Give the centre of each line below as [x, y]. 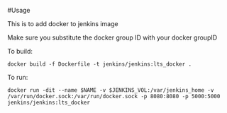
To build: [20, 51]
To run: [18, 77]
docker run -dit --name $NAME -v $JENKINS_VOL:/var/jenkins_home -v [111, 90]
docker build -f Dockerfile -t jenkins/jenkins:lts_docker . [100, 64]
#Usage [19, 10]
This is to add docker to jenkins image [63, 24]
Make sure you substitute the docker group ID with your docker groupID [112, 37]
